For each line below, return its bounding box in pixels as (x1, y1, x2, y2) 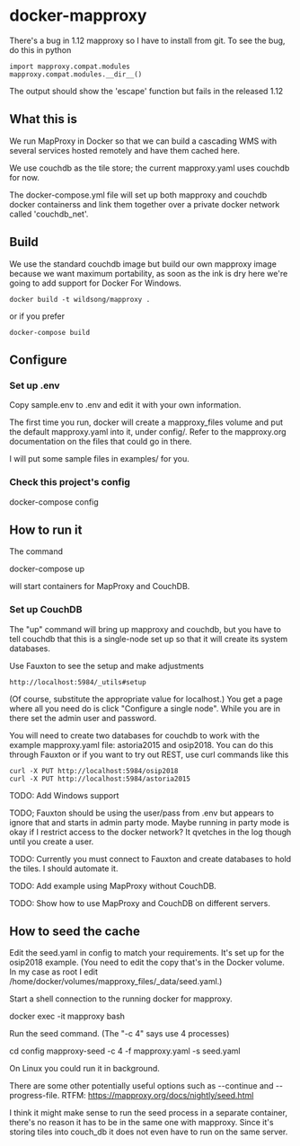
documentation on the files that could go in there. (9, 436, 192, 447)
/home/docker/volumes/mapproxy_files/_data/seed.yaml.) (9, 976, 223, 987)
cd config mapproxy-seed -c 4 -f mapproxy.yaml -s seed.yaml (9, 1045, 241, 1056)
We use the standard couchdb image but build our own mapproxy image (9, 258, 277, 269)
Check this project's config (9, 476, 130, 489)
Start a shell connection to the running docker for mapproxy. (9, 993, 233, 1004)
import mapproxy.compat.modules (9, 62, 130, 71)
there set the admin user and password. (9, 712, 157, 723)
